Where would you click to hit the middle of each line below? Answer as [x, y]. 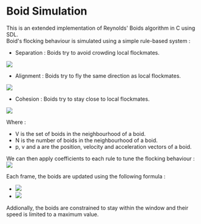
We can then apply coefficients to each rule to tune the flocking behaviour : [101, 158]
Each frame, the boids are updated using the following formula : [86, 176]
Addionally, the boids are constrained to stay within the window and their [97, 208]
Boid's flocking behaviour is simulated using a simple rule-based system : [98, 41]
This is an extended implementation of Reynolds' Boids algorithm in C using [101, 28]
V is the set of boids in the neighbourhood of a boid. [80, 134]
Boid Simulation [47, 11]
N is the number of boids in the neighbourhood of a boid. [86, 140]
